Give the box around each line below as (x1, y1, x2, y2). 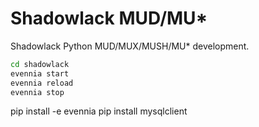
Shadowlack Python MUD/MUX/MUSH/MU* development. (10, 40, 250, 52)
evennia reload (10, 78, 74, 88)
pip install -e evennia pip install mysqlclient (10, 105, 188, 117)
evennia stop (10, 87, 65, 97)
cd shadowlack (10, 59, 70, 69)
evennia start (10, 68, 70, 79)
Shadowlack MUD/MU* (10, 7, 208, 30)
